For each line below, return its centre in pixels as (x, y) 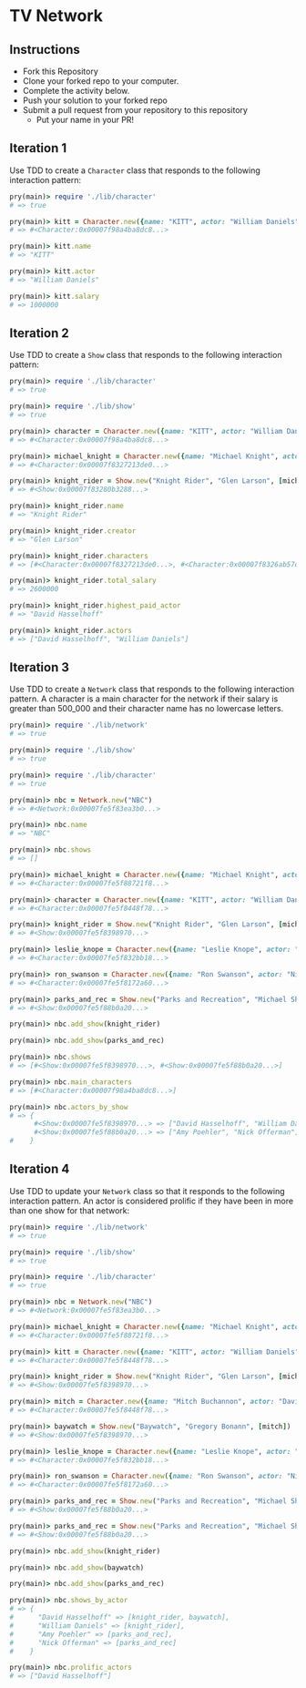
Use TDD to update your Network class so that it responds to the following (147, 1191)
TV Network (56, 16)
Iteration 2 (40, 333)
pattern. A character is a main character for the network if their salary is (144, 699)
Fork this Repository (60, 71)
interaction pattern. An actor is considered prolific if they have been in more (152, 1201)
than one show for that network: (70, 1210)
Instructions (45, 50)
